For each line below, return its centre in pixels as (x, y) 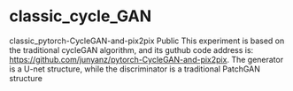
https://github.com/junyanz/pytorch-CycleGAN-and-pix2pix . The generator (146, 59)
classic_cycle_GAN (81, 16)
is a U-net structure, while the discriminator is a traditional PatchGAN (135, 69)
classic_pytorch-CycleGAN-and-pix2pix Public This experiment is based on (147, 41)
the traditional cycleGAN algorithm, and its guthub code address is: (131, 49)
